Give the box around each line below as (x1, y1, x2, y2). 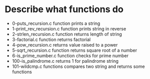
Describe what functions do (5, 4, 124, 15)
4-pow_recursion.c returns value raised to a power (12, 42, 118, 48)
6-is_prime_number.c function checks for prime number (12, 52, 129, 59)
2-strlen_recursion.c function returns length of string (12, 31, 122, 37)
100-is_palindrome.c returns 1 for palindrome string (12, 58, 119, 64)
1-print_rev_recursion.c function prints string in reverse (12, 25, 127, 31)
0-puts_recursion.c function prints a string (12, 20, 101, 26)
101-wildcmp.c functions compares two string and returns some (12, 63, 145, 69)
